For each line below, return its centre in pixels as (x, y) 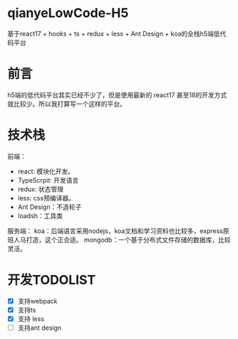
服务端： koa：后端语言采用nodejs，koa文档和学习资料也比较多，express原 (118, 231)
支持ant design (40, 328)
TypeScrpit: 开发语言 (48, 180)
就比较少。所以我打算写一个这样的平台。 (67, 104)
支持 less (31, 318)
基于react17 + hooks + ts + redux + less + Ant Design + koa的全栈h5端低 (114, 33)
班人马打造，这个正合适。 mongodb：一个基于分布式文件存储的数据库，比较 (119, 240)
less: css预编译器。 (46, 198)
